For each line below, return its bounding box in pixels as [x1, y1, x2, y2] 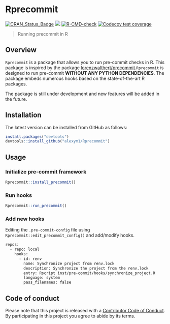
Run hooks [5, 192, 32, 199]
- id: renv [18, 256, 42, 261]
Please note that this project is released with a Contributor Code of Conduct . [5, 308, 165, 314]
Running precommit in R [17, 31, 69, 37]
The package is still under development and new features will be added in [5, 91, 160, 97]
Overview [5, 46, 37, 54]
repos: [5, 242, 19, 247]
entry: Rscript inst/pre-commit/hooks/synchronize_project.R [23, 271, 156, 276]
